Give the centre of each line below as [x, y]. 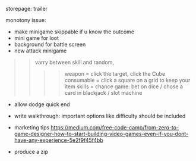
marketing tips [32, 127]
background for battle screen [50, 44]
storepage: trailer [27, 9]
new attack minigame [40, 51]
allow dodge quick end [42, 104]
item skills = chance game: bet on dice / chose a [124, 86]
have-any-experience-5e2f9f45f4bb [59, 140]
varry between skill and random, [74, 62]
